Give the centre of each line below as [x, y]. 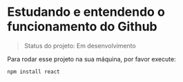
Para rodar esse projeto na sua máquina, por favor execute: [91, 59]
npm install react [33, 72]
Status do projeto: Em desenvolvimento [80, 45]
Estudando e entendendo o [86, 12]
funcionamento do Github [82, 27]
